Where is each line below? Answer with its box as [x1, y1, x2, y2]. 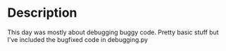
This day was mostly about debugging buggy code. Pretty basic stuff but [7, 28, 220, 36]
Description [7, 5, 77, 21]
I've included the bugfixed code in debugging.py [7, 35, 149, 43]
